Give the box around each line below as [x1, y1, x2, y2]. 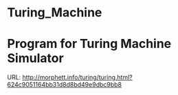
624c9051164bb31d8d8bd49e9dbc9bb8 [7, 81, 122, 89]
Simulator [7, 51, 64, 66]
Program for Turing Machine [7, 36, 172, 52]
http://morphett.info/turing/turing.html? [22, 73, 133, 81]
